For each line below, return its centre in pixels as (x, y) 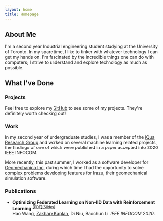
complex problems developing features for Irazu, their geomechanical (76, 173)
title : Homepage (22, 14)
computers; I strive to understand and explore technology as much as (76, 62)
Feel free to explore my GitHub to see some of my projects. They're (74, 108)
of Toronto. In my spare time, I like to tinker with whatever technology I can (81, 52)
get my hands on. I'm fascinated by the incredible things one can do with (80, 57)
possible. (14, 68)
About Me (21, 35)
